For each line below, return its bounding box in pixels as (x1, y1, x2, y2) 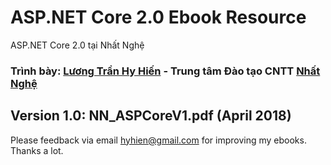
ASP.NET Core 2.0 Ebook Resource (10, 6, 307, 29)
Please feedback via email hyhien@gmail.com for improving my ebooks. (10, 134, 307, 146)
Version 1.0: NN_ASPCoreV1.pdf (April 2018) (10, 107, 292, 125)
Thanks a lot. (10, 144, 64, 156)
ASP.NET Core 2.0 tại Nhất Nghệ (10, 39, 145, 51)
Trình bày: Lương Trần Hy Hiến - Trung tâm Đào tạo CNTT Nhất (10, 64, 321, 78)
